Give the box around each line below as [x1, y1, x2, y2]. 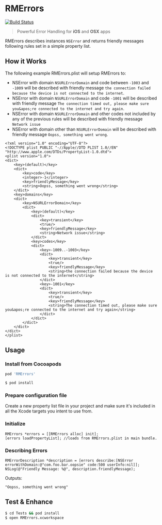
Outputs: [5, 475, 23, 481]
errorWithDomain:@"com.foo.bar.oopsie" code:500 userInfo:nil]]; [5, 463, 140, 467]
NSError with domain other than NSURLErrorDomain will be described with [12, 126, 157, 132]
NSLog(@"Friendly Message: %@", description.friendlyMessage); [5, 467, 136, 472]
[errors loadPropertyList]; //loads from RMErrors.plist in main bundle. [5, 436, 158, 441]
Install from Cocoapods [5, 361, 62, 368]
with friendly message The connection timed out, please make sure [12, 100, 149, 106]
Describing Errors [5, 447, 48, 454]
